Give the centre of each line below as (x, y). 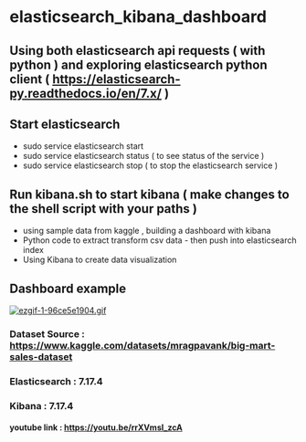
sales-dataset (41, 356)
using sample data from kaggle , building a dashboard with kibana (147, 231)
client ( (30, 79)
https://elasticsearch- (116, 79)
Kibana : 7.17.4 (42, 405)
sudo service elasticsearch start (83, 146)
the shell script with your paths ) (104, 209)
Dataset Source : (47, 333)
